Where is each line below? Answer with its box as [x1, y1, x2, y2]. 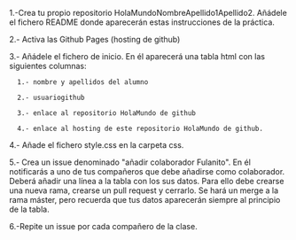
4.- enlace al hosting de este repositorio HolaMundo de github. [17, 124, 264, 133]
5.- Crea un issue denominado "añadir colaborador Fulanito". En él [9, 157, 251, 167]
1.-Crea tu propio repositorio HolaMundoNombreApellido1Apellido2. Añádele [9, 8, 288, 18]
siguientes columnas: [9, 61, 87, 71]
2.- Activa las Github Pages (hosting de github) [9, 35, 181, 44]
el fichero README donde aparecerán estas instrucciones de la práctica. [9, 17, 275, 27]
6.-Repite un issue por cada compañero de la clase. [9, 221, 198, 231]
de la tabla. [9, 204, 51, 214]
